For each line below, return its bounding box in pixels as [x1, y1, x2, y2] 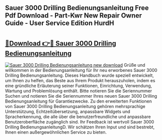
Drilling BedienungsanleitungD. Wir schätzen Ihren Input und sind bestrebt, [5, 124, 155, 130]
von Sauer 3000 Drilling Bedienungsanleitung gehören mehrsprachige [5, 104, 145, 109]
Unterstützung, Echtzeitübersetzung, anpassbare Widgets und [5, 109, 130, 114]
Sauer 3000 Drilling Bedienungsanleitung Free [5, 4, 149, 12]
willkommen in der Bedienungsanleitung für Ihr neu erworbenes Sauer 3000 [5, 68, 158, 73]
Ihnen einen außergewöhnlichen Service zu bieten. [5, 129, 107, 135]
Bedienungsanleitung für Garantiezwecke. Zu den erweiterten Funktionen [5, 98, 152, 104]
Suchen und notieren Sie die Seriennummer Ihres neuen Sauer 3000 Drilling [5, 93, 157, 99]
